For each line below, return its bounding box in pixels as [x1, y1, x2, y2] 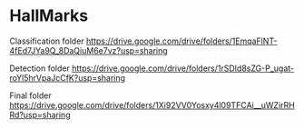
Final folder [9, 90, 52, 101]
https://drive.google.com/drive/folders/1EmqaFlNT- [85, 35, 278, 46]
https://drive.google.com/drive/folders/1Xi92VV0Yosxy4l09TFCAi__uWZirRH [9, 99, 295, 110]
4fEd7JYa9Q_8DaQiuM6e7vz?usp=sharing [9, 45, 168, 55]
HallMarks [9, 5, 89, 26]
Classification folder [9, 35, 84, 46]
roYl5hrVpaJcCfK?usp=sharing [9, 72, 125, 83]
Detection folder [9, 63, 71, 74]
